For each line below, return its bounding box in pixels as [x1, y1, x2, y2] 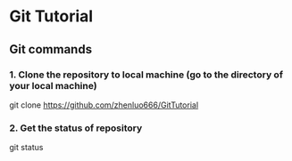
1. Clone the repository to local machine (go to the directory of [9, 68, 284, 81]
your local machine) [9, 79, 97, 92]
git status [9, 142, 44, 153]
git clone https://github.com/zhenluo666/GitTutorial [9, 100, 199, 110]
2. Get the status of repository [9, 122, 143, 134]
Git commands [9, 42, 92, 57]
